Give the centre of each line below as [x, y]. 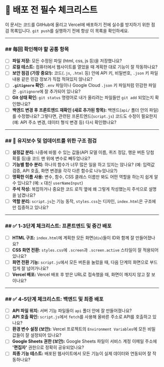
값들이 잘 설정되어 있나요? [37, 335]
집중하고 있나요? [33, 208]
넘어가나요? [38, 268]
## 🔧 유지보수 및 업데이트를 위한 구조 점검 [51, 141]
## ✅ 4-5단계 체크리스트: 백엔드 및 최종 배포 [54, 299]
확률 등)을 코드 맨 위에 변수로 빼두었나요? [51, 158]
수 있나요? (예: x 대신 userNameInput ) [48, 183]
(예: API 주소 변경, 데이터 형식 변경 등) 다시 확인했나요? [64, 122]
